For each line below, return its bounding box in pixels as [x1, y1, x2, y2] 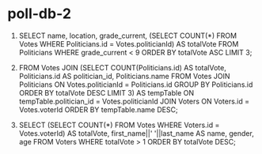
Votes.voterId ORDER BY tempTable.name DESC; [18, 104, 179, 115]
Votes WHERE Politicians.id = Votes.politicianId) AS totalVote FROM [18, 39, 239, 48]
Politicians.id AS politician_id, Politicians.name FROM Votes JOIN [18, 71, 230, 81]
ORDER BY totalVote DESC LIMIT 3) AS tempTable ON [18, 88, 195, 97]
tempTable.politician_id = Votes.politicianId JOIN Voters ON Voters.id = [18, 96, 250, 106]
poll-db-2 [7, 5, 72, 23]
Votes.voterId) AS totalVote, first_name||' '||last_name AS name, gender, [18, 128, 254, 138]
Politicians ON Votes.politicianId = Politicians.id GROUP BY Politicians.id [18, 80, 253, 89]
